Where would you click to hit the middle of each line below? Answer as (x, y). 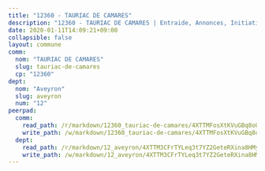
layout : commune (35, 45)
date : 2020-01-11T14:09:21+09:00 (63, 30)
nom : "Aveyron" (40, 89)
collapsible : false (40, 37)
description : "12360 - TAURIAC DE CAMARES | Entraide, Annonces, (118, 23)
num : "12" (31, 103)
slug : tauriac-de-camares (58, 67)
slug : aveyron (38, 96)
